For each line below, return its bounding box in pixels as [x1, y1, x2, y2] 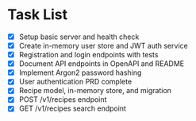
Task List [7, 6, 68, 24]
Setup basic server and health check [18, 32, 140, 41]
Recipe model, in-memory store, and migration [18, 86, 172, 96]
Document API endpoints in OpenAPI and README [18, 59, 184, 68]
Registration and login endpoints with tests [18, 50, 159, 60]
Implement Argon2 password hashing [18, 68, 142, 77]
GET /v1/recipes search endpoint [18, 103, 126, 113]
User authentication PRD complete [18, 77, 133, 87]
